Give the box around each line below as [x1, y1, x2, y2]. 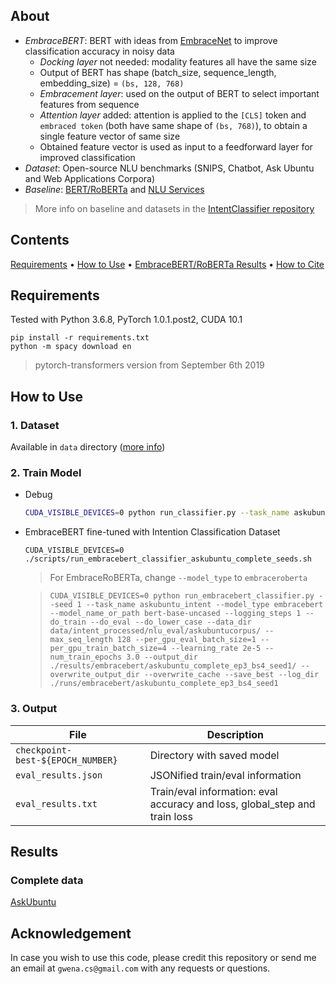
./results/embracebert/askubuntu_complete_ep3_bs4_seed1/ [49, 661, 297, 671]
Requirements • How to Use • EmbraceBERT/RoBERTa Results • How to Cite [10, 258, 325, 270]
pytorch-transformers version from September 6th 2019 [34, 359, 265, 371]
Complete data [10, 873, 84, 887]
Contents [10, 232, 70, 249]
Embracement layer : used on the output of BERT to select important [39, 87, 320, 99]
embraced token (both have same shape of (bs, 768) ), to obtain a [39, 119, 308, 131]
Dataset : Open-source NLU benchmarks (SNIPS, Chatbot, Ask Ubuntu [24, 162, 315, 174]
